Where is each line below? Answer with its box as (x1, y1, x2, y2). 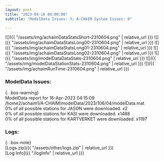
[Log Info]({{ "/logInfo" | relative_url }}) (5, 150, 84, 156)
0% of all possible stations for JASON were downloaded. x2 (5, 105, 128, 111)
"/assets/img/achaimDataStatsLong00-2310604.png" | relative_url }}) (11, 40, 154, 46)
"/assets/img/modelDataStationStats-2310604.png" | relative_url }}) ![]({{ (5, 60, 155, 67)
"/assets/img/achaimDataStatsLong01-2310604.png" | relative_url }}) (11, 45, 153, 51)
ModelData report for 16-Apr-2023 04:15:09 (5, 95, 95, 101)
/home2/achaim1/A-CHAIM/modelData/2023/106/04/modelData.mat (5, 100, 145, 106)
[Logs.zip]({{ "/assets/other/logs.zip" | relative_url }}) (5, 145, 114, 151)
